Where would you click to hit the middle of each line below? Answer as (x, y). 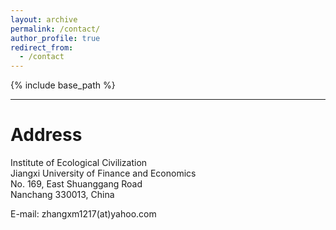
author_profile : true (55, 38)
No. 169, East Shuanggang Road (76, 184)
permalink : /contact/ (55, 29)
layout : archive (44, 19)
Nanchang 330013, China (62, 195)
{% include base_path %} (63, 85)
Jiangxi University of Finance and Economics (103, 173)
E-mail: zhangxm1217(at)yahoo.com (83, 214)
